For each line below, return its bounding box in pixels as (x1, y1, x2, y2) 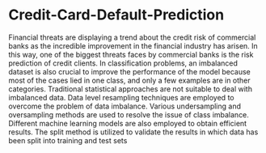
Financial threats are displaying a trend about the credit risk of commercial (8, 32, 256, 42)
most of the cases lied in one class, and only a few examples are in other (8, 75, 251, 85)
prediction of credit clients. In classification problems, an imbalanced (8, 58, 239, 68)
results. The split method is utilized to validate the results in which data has (8, 127, 259, 137)
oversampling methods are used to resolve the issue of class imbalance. (8, 109, 249, 119)
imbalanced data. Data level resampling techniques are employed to (8, 92, 234, 102)
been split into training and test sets (8, 135, 128, 145)
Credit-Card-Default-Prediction (8, 6, 225, 24)
